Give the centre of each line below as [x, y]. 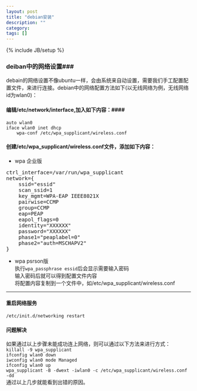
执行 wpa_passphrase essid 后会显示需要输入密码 [72, 268]
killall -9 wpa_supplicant [39, 350]
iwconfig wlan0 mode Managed [42, 360]
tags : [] [17, 34]
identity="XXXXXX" [45, 225]
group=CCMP [34, 208]
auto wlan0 [19, 122]
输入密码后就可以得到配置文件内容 [56, 276]
